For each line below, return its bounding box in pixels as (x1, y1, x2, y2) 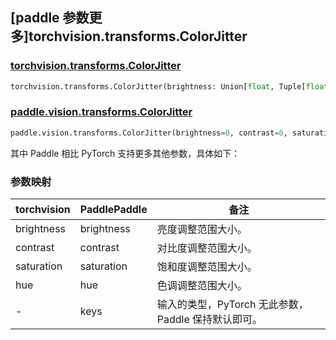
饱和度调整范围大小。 (156, 260, 258, 274)
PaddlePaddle (79, 203, 148, 217)
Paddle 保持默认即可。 (156, 313, 263, 327)
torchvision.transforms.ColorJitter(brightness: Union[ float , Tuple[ (10, 81, 307, 92)
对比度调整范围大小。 (156, 241, 258, 255)
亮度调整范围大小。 (156, 223, 248, 237)
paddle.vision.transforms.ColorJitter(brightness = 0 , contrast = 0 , (10, 128, 288, 138)
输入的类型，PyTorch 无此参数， (156, 298, 309, 312)
